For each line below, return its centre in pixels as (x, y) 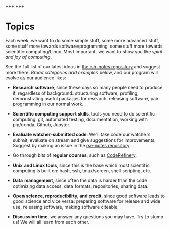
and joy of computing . (29, 57)
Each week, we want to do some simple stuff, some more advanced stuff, (82, 40)
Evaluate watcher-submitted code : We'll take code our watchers (81, 134)
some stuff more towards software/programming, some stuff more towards (84, 46)
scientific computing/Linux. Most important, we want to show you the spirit (84, 51)
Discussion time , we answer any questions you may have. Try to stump (88, 216)
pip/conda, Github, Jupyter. (41, 124)
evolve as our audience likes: (36, 78)
